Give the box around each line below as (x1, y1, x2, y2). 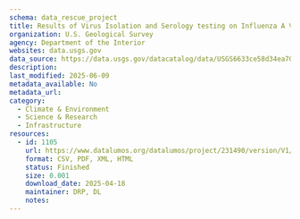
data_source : (9, 55, 58, 63)
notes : (25, 196, 50, 206)
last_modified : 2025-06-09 (9, 72, 110, 80)
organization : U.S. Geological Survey (9, 29, 154, 38)
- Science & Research (17, 113, 98, 122)
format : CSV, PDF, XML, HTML (25, 154, 134, 164)
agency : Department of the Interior (9, 38, 146, 47)
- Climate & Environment (17, 105, 110, 114)
